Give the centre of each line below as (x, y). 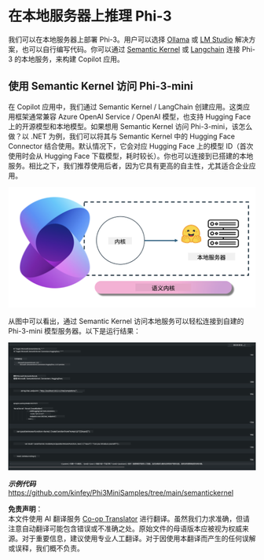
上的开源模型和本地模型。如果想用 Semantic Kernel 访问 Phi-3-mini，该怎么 (130, 126)
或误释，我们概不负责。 (46, 548)
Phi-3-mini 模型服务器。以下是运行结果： (75, 331)
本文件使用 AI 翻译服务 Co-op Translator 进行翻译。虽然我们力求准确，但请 (129, 518)
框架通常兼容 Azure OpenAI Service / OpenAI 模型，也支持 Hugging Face (133, 116)
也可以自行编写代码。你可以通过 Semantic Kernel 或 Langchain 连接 (131, 49)
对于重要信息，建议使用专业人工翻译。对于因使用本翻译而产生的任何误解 (139, 538)
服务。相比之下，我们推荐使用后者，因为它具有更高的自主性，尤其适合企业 (128, 165)
